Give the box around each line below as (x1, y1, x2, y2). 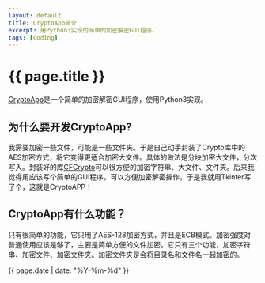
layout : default (8, 11, 62, 20)
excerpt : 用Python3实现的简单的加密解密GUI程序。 (8, 26, 158, 34)
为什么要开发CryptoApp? (8, 120, 132, 134)
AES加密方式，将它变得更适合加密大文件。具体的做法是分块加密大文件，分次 (8, 153, 258, 162)
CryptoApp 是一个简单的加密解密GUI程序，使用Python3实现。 (8, 95, 208, 104)
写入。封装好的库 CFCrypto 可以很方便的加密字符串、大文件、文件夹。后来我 (8, 163, 255, 172)
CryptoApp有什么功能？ (8, 207, 127, 221)
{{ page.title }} (8, 68, 106, 85)
